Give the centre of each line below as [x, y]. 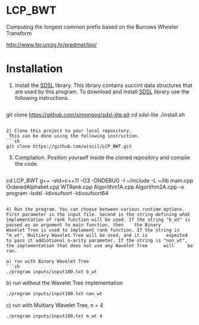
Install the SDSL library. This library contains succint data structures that [103, 85]
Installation [35, 69]
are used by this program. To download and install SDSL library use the [102, 91]
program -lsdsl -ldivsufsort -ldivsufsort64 [57, 193]
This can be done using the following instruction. [74, 136]
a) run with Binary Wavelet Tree [48, 261]
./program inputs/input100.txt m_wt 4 [54, 316]
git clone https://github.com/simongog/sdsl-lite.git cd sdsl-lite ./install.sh [96, 114]
